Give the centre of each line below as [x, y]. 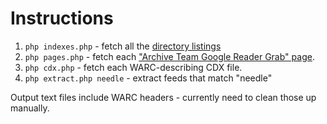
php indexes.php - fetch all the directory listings [123, 46]
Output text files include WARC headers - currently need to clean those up [163, 97]
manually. [30, 108]
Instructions [62, 18]
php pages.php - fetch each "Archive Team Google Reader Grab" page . [169, 56]
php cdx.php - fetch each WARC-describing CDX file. [133, 67]
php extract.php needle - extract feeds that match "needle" [148, 78]
